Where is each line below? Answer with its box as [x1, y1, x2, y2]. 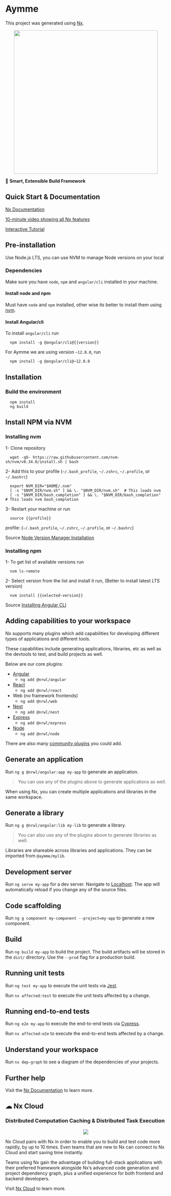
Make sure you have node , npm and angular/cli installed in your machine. [5, 279, 158, 285]
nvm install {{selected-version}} [10, 593, 83, 598]
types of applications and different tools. [5, 636, 91, 642]
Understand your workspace [5, 1045, 99, 1054]
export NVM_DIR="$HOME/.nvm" [10, 483, 72, 489]
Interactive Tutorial [5, 226, 45, 232]
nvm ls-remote [10, 569, 40, 574]
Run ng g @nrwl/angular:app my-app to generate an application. [5, 769, 139, 775]
